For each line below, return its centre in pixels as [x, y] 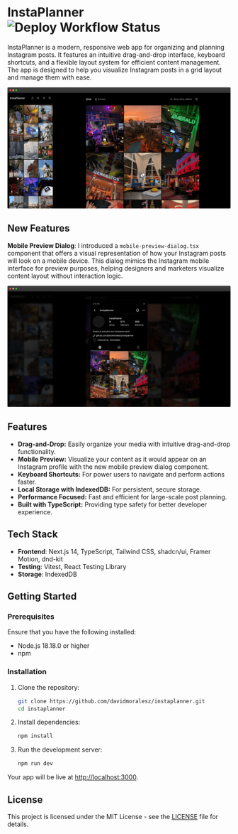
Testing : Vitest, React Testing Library [72, 566]
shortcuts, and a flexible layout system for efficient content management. [114, 62]
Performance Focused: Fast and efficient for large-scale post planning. [122, 497]
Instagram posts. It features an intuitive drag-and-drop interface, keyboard [116, 55]
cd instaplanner [41, 709]
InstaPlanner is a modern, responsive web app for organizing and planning [116, 47]
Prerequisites [31, 617]
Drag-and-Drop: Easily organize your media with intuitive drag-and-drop [124, 444]
